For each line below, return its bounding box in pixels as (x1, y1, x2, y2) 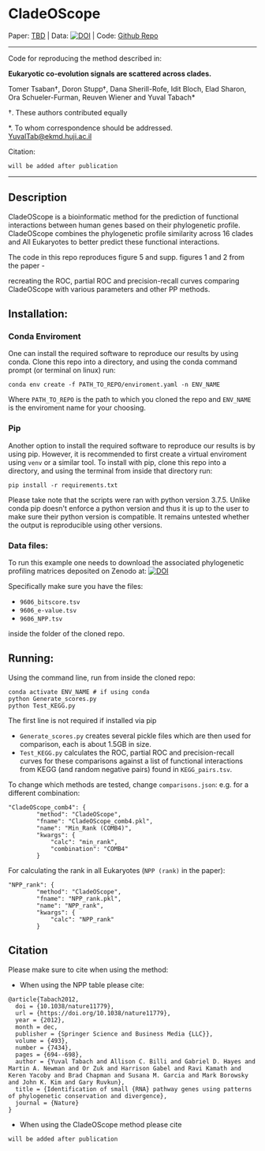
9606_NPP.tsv (19, 615, 63, 624)
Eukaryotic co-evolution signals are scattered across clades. (8, 69, 211, 78)
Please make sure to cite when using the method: (8, 965, 169, 974)
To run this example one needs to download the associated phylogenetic (8, 558, 244, 568)
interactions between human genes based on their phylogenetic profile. (8, 220, 241, 230)
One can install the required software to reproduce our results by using (8, 349, 239, 358)
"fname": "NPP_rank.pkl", (36, 894, 122, 902)
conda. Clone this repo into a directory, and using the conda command (8, 357, 238, 367)
